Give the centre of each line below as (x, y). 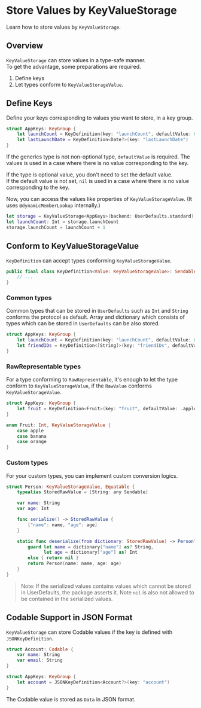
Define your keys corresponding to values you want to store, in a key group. (100, 118)
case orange (32, 442)
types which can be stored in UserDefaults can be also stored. (83, 324)
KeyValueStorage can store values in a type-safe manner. (76, 60)
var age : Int (33, 509)
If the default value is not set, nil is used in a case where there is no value (98, 181)
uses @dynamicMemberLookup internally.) (53, 205)
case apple (31, 431)
